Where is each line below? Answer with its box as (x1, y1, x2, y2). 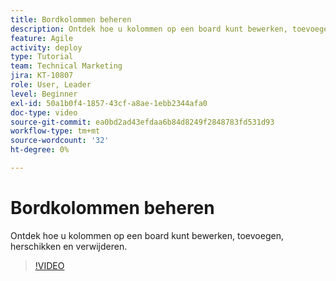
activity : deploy (10, 42, 83, 53)
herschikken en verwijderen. (10, 240, 128, 252)
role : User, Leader (10, 80, 92, 90)
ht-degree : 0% (10, 145, 70, 155)
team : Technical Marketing (10, 61, 123, 71)
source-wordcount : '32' (10, 136, 110, 146)
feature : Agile (10, 33, 74, 43)
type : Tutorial (10, 52, 74, 62)
